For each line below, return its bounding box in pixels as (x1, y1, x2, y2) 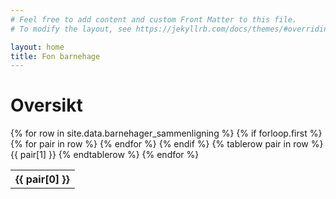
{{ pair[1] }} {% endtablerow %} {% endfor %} (10, 149, 200, 161)
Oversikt (10, 94, 83, 117)
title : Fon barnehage (10, 51, 101, 61)
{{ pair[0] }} (15, 172, 70, 186)
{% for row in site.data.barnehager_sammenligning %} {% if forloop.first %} (10, 127, 323, 140)
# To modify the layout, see (10, 24, 132, 34)
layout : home (10, 42, 65, 52)
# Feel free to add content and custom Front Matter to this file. (10, 14, 298, 25)
